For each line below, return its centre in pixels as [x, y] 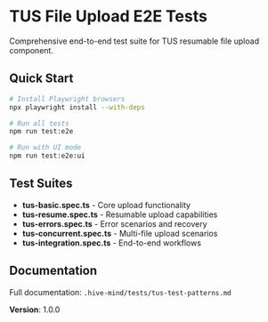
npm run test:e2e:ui [48, 156]
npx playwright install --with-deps [77, 107]
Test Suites [41, 184]
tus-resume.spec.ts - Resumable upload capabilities [120, 214]
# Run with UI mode [45, 148]
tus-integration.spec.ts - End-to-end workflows [112, 243]
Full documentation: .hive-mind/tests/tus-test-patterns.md [120, 292]
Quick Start [41, 79]
